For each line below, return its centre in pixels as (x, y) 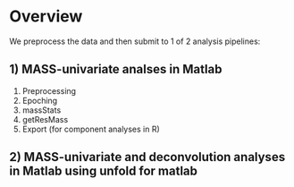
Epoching (40, 100)
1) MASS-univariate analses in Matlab (116, 69)
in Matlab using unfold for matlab (104, 171)
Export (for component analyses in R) (91, 129)
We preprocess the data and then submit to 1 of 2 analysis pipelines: (135, 41)
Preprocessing (49, 90)
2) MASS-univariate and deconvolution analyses (147, 157)
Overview (46, 17)
